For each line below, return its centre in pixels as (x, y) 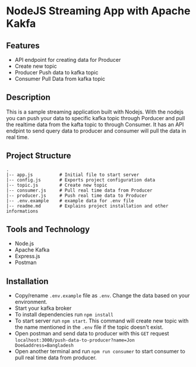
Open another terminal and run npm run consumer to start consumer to (100, 352)
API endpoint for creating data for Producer (68, 60)
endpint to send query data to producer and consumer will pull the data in (96, 131)
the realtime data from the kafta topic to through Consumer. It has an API (95, 124)
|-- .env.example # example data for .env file (70, 200)
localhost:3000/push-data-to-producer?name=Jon (75, 340)
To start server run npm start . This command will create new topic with (102, 321)
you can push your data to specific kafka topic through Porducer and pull (96, 118)
